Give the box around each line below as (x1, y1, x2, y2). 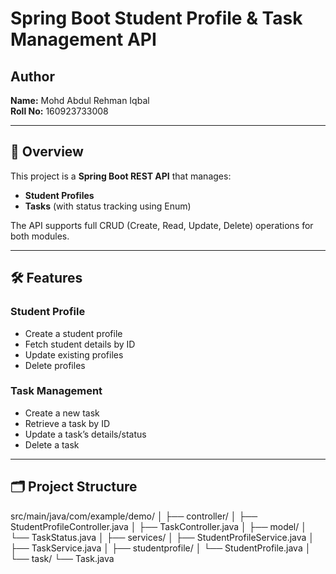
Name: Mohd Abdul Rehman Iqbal (10, 95, 150, 106)
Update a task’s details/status (24, 428, 147, 440)
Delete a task (24, 438, 80, 451)
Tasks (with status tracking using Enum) (24, 200, 192, 212)
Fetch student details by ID (24, 338, 136, 350)
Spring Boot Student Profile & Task (10, 7, 303, 30)
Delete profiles (24, 359, 86, 371)
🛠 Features (10, 270, 83, 287)
